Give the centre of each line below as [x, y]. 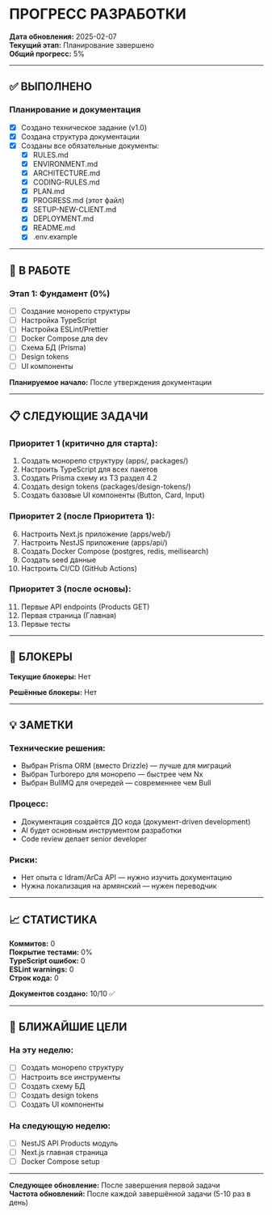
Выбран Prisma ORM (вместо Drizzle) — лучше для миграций [126, 766]
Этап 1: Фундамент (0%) [60, 294]
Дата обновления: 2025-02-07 [63, 36]
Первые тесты [46, 624]
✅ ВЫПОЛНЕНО [50, 87]
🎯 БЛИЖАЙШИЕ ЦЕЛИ [68, 1027]
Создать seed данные [58, 560]
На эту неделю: [42, 1050]
